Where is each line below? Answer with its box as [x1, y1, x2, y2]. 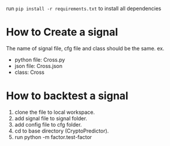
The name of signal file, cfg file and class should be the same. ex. [6, 45, 165, 52]
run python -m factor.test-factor [14, 133, 92, 140]
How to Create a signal [6, 26, 118, 39]
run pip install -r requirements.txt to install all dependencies [6, 5, 161, 12]
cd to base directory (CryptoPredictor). [14, 127, 109, 134]
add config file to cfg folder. [14, 121, 82, 128]
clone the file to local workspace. [14, 108, 95, 116]
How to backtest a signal [6, 89, 129, 103]
